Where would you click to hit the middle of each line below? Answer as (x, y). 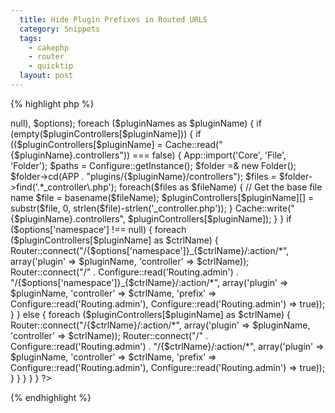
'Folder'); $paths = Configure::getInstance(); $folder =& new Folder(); (153, 165)
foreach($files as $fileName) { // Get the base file (220, 187)
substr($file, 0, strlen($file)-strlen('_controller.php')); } (121, 208)
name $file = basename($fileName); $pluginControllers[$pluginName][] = (162, 197)
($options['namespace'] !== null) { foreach (98, 229)
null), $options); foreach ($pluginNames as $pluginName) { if (136, 123)
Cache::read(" (193, 144)
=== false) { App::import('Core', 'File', (209, 155)
